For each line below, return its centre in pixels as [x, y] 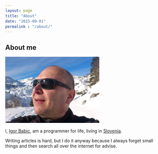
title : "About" [21, 16]
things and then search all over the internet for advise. [61, 146]
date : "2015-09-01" [26, 21]
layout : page [19, 11]
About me [21, 47]
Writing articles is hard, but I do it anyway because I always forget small [79, 141]
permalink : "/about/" [29, 27]
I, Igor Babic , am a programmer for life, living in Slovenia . [64, 131]
